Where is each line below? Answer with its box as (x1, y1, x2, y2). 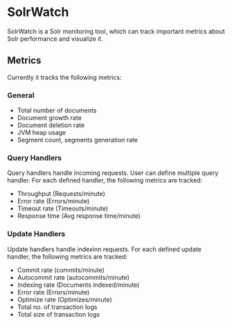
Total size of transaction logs (17, 310, 100, 318)
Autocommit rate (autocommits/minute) (17, 273, 130, 281)
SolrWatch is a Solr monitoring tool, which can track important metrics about (7, 27, 225, 35)
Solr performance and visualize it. (7, 34, 104, 42)
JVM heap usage (17, 128, 66, 137)
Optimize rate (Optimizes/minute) (17, 295, 112, 303)
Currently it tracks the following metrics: (7, 73, 122, 81)
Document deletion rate (17, 121, 85, 129)
